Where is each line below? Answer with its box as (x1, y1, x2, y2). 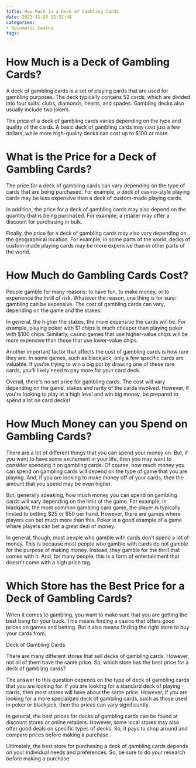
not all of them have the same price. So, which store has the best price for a (6, 659, 189, 666)
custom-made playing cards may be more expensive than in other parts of (6, 242, 185, 249)
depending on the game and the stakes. (6, 307, 102, 314)
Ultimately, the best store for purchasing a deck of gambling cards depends (6, 742, 188, 749)
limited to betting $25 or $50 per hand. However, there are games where (6, 510, 181, 517)
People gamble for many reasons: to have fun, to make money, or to (6, 288, 170, 295)
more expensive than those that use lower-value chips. (6, 337, 139, 344)
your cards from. (6, 630, 47, 637)
